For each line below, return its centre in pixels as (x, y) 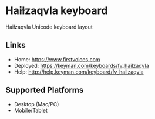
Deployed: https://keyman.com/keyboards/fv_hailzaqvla (81, 65)
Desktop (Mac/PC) (36, 104)
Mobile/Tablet (31, 110)
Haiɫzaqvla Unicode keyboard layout (49, 27)
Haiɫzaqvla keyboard (57, 11)
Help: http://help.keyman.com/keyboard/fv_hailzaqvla (79, 72)
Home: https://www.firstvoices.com (57, 59)
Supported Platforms (45, 90)
